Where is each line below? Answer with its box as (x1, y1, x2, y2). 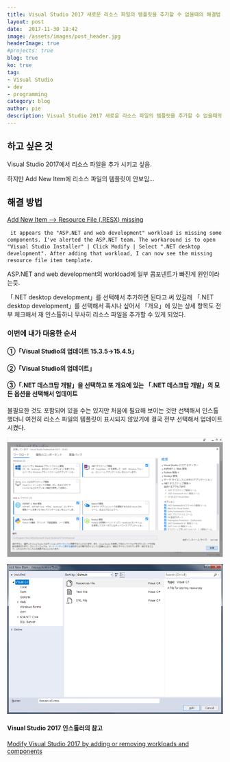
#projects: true (7, 47, 53, 54)
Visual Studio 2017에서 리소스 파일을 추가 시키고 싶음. (7, 160, 152, 168)
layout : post (7, 18, 44, 25)
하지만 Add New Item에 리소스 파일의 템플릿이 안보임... (7, 174, 155, 183)
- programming (7, 91, 48, 97)
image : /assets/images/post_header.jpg (7, 33, 121, 40)
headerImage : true (7, 40, 60, 47)
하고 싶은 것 (7, 141, 53, 152)
